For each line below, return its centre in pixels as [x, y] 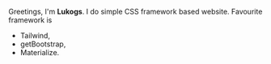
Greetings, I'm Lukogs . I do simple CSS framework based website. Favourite [135, 12]
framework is [30, 20]
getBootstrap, [43, 44]
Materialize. [40, 52]
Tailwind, [35, 36]
